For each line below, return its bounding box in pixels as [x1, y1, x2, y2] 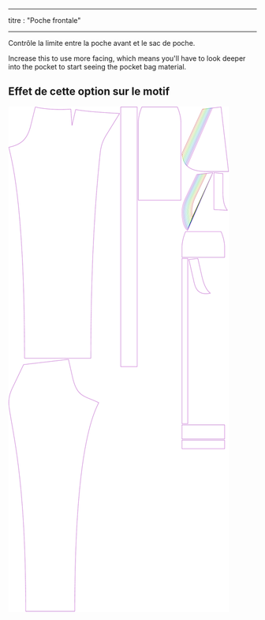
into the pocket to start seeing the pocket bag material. [8, 62, 187, 71]
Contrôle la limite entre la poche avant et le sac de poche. [8, 39, 196, 47]
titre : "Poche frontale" [8, 16, 81, 24]
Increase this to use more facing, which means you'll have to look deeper [8, 54, 246, 63]
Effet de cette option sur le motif [8, 85, 170, 99]
